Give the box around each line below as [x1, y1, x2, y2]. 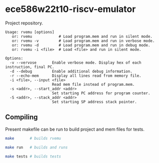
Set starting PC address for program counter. [52, 91, 151, 96]
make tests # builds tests [5, 154, 61, 159]
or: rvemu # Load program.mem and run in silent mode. [11, 34, 153, 39]
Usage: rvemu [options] [5, 29, 55, 34]
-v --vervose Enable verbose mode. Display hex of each [9, 60, 142, 65]
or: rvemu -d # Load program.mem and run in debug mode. [11, 42, 151, 48]
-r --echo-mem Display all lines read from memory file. [9, 73, 142, 78]
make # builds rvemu [5, 136, 61, 141]
